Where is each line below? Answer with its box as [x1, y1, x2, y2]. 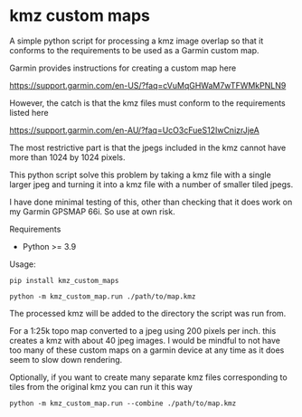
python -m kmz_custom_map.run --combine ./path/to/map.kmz [9, 399, 237, 408]
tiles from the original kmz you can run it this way [9, 381, 193, 392]
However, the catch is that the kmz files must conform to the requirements [9, 97, 287, 109]
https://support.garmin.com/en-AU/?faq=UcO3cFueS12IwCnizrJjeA [9, 124, 260, 136]
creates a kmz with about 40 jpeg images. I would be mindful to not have [9, 335, 280, 346]
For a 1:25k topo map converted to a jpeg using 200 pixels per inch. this [9, 325, 277, 336]
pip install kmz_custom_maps [9, 276, 119, 285]
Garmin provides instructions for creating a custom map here [9, 62, 237, 73]
